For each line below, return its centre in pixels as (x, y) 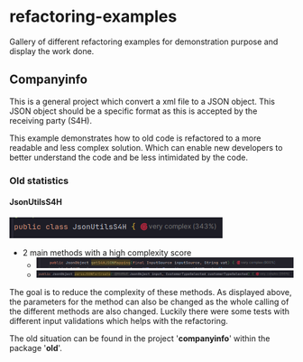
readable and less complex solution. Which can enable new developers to (146, 147)
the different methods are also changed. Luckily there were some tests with (150, 311)
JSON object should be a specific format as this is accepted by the (133, 111)
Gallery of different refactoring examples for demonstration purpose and (144, 42)
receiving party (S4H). (51, 120)
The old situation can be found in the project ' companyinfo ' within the (140, 339)
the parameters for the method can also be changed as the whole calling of (149, 302)
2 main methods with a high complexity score (107, 252)
